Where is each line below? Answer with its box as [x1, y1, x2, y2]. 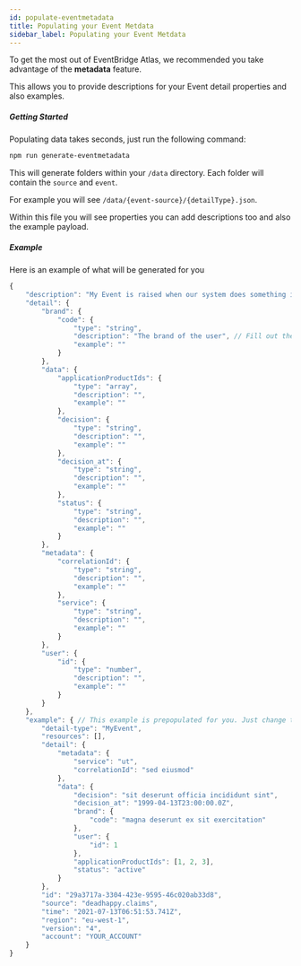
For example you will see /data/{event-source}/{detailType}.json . [9, 195, 258, 205]
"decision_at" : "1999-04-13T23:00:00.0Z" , [73, 799, 235, 808]
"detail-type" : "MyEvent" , [41, 724, 142, 733]
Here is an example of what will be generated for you [9, 265, 205, 275]
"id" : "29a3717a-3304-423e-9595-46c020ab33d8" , [41, 891, 222, 900]
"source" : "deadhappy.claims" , [41, 899, 159, 908]
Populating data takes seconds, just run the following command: [9, 134, 246, 144]
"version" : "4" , [41, 924, 102, 933]
